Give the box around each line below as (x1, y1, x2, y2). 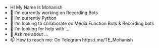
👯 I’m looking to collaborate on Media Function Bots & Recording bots (10, 20, 154, 26)
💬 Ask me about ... (10, 31, 48, 37)
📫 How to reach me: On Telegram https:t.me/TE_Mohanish (10, 37, 133, 42)
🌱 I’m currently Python (10, 15, 57, 21)
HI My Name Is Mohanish (10, 5, 63, 10)
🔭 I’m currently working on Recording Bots (10, 10, 98, 16)
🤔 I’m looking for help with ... (10, 26, 70, 32)
